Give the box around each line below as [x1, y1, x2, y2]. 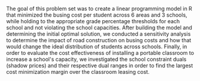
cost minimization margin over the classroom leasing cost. [6, 68, 150, 75]
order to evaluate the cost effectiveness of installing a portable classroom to [6, 49, 195, 56]
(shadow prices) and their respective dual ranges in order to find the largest [6, 62, 193, 69]
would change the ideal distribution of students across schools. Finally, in [6, 43, 187, 50]
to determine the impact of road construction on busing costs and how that [6, 37, 192, 43]
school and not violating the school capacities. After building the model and [6, 24, 193, 31]
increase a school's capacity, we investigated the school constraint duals [6, 56, 187, 63]
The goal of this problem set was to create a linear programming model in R [6, 5, 193, 12]
